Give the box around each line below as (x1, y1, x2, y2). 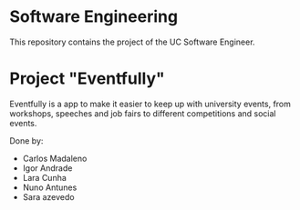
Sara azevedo (22, 191, 75, 202)
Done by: (9, 135, 44, 146)
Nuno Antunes (22, 182, 78, 193)
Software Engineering (9, 6, 179, 27)
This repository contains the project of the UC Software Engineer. (9, 36, 255, 47)
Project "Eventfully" (9, 68, 166, 89)
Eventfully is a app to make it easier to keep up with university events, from (9, 98, 292, 109)
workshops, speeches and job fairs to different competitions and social (9, 107, 276, 119)
